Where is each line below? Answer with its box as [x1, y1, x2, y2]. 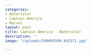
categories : [5, 7, 29, 12]
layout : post [5, 25, 31, 30]
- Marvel [5, 20, 23, 26]
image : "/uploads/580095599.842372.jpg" [5, 39, 88, 43]
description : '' [5, 34, 38, 39]
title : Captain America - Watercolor [5, 29, 81, 34]
